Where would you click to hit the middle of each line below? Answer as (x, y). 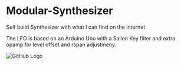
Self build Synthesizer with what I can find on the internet (76, 27)
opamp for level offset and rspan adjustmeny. (61, 45)
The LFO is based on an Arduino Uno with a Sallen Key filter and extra (91, 38)
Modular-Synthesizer (60, 11)
